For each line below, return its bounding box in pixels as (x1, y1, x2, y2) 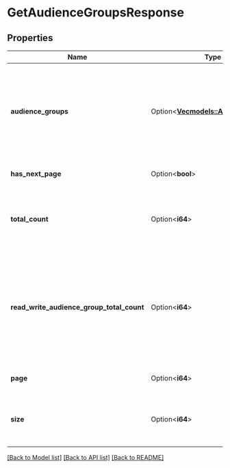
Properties (7, 32, 53, 44)
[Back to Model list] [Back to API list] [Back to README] (7, 454, 164, 461)
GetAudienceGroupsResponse (7, 5, 185, 21)
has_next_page (10, 169, 62, 179)
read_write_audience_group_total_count (10, 302, 144, 312)
